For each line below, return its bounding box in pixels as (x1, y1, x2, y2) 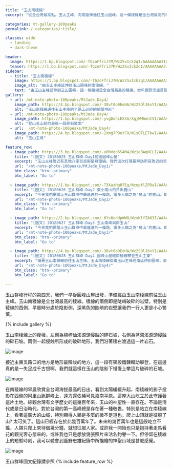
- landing (10, 40, 31, 46)
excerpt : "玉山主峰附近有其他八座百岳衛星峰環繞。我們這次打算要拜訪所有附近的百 (14, 159, 167, 164)
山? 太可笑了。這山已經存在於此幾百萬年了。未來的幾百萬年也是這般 (5, 418, 148, 424)
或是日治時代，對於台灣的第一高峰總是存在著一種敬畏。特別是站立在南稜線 (9, 405, 167, 412)
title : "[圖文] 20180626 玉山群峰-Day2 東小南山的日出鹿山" (14, 187, 134, 192)
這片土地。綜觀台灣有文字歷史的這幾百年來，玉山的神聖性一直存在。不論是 (5, 399, 162, 405)
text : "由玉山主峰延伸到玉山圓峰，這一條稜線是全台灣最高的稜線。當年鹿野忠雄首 (14, 88, 164, 93)
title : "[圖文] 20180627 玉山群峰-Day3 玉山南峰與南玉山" (14, 220, 130, 226)
